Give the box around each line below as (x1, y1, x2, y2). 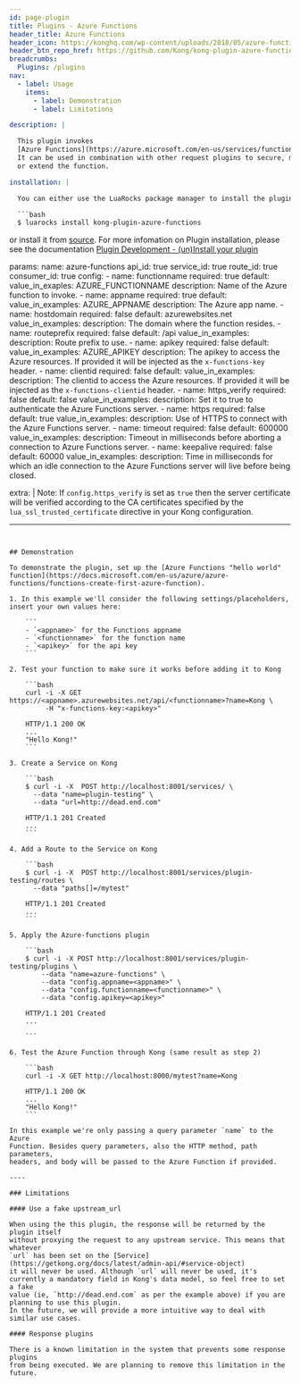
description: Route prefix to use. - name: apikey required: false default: (9, 337, 270, 348)
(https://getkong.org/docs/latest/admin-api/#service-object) (9, 1259, 246, 1269)
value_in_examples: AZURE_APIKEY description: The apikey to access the (9, 347, 280, 357)
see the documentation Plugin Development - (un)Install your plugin (9, 244, 259, 255)
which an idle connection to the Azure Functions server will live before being (9, 461, 291, 472)
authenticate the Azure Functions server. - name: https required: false (9, 404, 266, 415)
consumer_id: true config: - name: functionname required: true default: (9, 271, 271, 281)
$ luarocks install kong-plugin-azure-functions (17, 218, 202, 228)
